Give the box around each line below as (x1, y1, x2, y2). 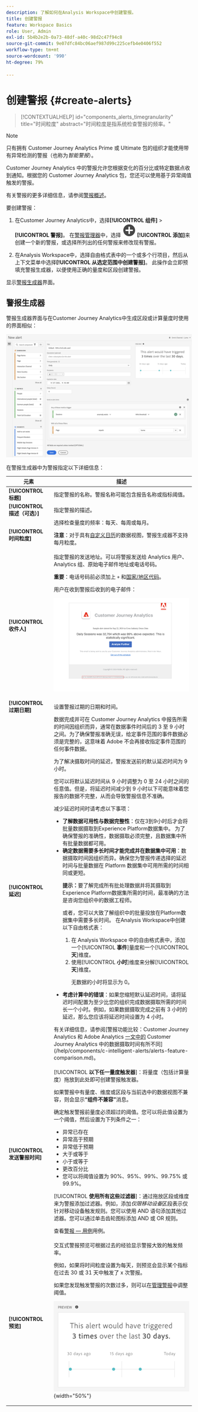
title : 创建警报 (6, 15, 42, 22)
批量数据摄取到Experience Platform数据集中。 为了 (62, 824, 186, 832)
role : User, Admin (6, 28, 51, 34)
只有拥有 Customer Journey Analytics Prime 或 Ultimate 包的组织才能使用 (6, 145, 184, 152)
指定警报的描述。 (54, 507, 95, 514)
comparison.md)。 (54, 1054, 99, 1061)
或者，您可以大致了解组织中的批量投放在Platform (62, 909, 181, 916)
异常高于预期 (62, 1136, 94, 1143)
